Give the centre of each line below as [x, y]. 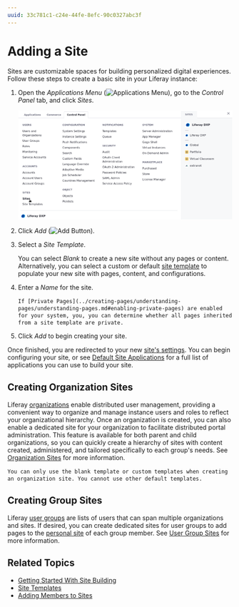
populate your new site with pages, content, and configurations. [112, 274]
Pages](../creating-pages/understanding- [118, 302]
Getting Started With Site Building [67, 580]
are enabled [205, 309]
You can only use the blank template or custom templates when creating [118, 471]
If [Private [35, 302]
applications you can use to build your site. [70, 365]
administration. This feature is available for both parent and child [102, 434]
